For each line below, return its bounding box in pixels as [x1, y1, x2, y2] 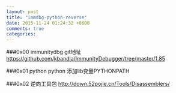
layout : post [6, 8, 39, 15]
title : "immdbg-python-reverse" [6, 14, 87, 20]
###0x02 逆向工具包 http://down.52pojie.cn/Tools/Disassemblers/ [6, 80, 170, 88]
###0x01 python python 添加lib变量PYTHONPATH [6, 67, 130, 75]
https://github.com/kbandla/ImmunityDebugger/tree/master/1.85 [6, 55, 165, 62]
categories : [6, 31, 36, 37]
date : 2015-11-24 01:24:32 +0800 [6, 20, 90, 26]
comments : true [6, 25, 44, 32]
